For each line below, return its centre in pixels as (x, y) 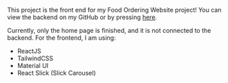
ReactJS (29, 51)
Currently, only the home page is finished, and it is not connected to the (109, 31)
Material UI (33, 66)
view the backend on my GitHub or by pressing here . (82, 17)
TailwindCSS (35, 58)
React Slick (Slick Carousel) (56, 73)
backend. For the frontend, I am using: (61, 38)
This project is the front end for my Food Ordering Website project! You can (114, 10)
